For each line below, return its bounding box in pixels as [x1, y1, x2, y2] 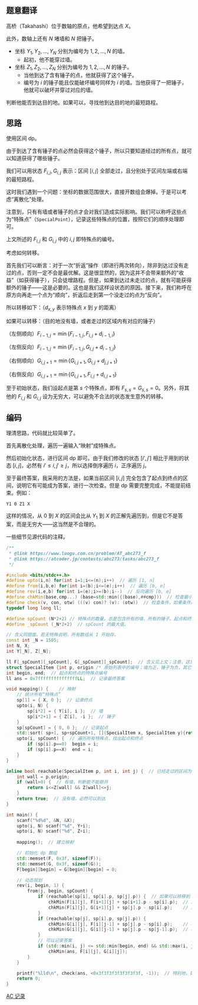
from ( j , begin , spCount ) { [27, 888, 94, 894]
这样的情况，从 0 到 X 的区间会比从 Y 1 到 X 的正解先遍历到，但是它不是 [6, 512, 178, 521]
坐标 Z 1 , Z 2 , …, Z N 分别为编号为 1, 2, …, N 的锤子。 [14, 63, 133, 72]
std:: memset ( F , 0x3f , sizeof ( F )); [16, 856, 101, 861]
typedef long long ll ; [6, 605, 62, 611]
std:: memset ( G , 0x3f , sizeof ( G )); [16, 861, 101, 867]
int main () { [6, 812, 38, 818]
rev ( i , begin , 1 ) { [16, 883, 65, 889]
